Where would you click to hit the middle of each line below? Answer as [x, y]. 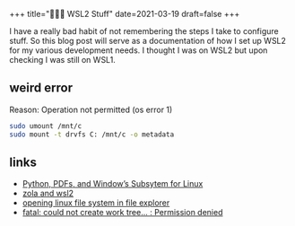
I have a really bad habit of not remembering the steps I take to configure [144, 31]
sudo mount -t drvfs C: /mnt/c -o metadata [92, 135]
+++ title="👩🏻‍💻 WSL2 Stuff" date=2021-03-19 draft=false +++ [125, 14]
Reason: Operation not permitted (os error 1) [91, 109]
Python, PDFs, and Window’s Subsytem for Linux [113, 184]
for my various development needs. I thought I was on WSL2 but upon [139, 50]
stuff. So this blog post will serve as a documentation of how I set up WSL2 [148, 41]
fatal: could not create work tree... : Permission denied [122, 213]
